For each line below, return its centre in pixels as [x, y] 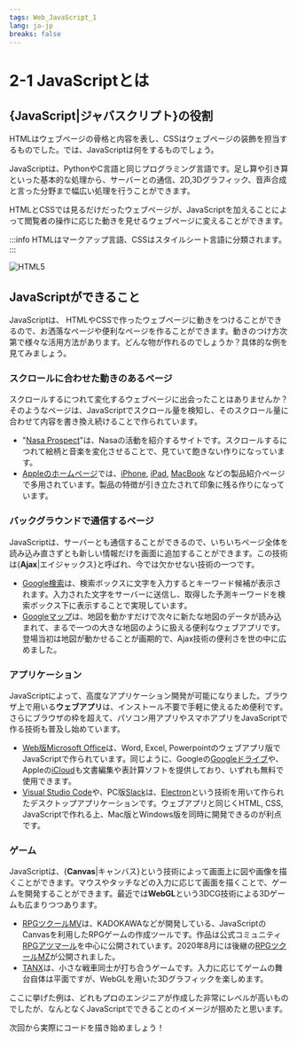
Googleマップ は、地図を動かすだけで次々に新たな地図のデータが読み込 [152, 616]
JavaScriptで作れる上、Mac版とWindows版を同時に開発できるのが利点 [152, 814]
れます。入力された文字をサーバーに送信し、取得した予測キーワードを [150, 594]
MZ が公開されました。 [79, 957]
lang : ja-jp [31, 26]
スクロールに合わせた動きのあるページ [91, 379]
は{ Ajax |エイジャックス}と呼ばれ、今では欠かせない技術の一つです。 [134, 564]
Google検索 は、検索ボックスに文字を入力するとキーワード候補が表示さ [152, 583]
